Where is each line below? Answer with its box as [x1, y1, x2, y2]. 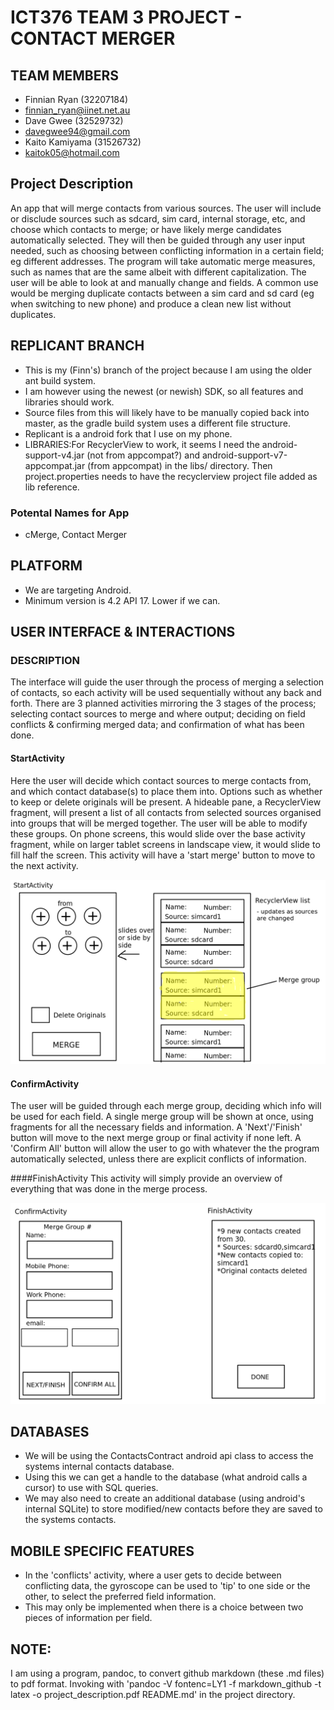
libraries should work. [24, 396, 115, 408]
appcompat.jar [24, 459, 86, 471]
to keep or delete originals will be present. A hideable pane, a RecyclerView [10, 796, 322, 808]
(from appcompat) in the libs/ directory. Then [87, 459, 273, 471]
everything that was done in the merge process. [10, 1183, 208, 1195]
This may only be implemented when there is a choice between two [24, 1601, 304, 1613]
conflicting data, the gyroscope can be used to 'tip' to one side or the [24, 1580, 311, 1592]
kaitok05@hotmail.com [24, 147, 120, 158]
